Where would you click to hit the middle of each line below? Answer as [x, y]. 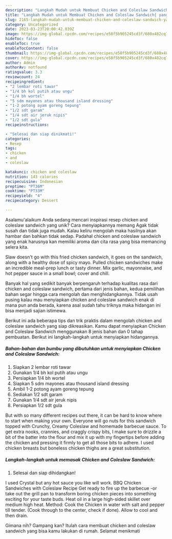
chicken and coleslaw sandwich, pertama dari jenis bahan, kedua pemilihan [85, 289]
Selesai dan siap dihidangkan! [44, 473]
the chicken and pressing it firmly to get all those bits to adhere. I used [80, 442]
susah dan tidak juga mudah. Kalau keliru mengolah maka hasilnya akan [81, 230]
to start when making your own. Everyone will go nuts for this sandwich [81, 421]
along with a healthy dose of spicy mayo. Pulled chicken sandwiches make [84, 262]
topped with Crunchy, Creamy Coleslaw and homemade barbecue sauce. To [86, 426]
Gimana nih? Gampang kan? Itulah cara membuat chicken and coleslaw [81, 525]
